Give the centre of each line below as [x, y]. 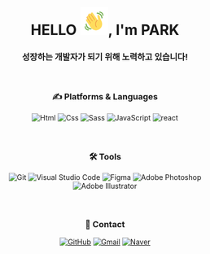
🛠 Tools [105, 156]
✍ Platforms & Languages [105, 97]
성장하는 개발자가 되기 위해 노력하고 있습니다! [105, 57]
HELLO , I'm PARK [105, 30]
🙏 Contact [105, 224]
